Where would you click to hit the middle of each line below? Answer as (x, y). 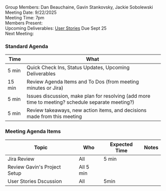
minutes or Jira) (45, 88)
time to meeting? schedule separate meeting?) (81, 102)
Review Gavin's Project (34, 167)
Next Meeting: (20, 33)
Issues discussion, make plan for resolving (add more (88, 96)
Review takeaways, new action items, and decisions (86, 110)
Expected (121, 144)
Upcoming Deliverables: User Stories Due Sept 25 (56, 28)
